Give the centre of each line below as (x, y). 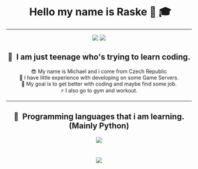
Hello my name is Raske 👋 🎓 (100, 12)
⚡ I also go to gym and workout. (99, 90)
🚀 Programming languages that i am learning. (99, 117)
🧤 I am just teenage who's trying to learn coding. (99, 57)
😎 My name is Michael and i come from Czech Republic (99, 71)
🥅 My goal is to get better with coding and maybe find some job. (99, 84)
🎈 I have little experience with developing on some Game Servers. (99, 77)
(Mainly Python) (99, 126)
